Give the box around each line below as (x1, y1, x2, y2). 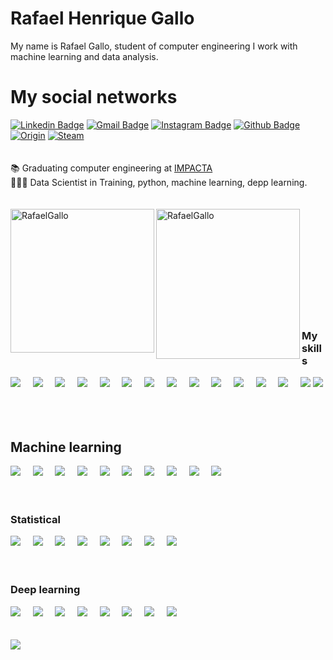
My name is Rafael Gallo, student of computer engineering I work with (10, 40, 298, 52)
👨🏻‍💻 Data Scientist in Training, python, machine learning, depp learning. (10, 176, 308, 188)
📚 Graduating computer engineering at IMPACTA (10, 162, 213, 174)
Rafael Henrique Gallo (10, 7, 195, 30)
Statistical (10, 512, 62, 526)
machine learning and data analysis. (10, 50, 159, 62)
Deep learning (10, 583, 81, 597)
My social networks (10, 86, 178, 109)
